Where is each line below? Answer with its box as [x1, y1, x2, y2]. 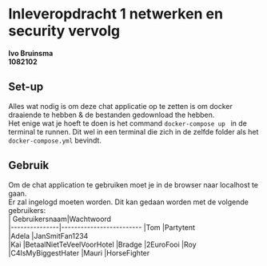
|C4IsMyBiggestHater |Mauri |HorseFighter [8, 248, 150, 257]
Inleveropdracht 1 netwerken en [8, 5, 224, 23]
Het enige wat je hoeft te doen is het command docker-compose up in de [8, 118, 248, 128]
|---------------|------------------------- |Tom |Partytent [8, 222, 196, 232]
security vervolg [8, 22, 121, 40]
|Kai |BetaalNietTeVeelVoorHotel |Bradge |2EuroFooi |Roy [8, 240, 197, 249]
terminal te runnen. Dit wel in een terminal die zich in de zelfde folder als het [8, 127, 259, 136]
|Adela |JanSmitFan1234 [8, 231, 89, 240]
